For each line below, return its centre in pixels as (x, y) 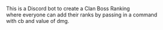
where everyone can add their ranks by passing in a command (82, 15)
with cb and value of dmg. (38, 21)
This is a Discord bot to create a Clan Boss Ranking (68, 9)
